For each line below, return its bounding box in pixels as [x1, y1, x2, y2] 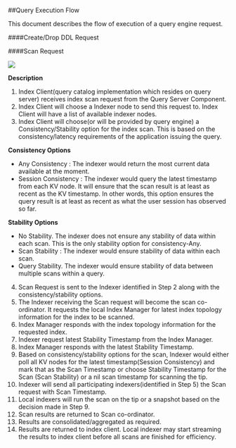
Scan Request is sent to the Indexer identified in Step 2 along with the [18, 283, 220, 291]
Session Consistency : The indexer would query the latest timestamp [18, 175, 217, 182]
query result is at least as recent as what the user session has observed [18, 197, 227, 205]
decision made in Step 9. [18, 403, 91, 411]
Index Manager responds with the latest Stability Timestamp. [18, 343, 195, 351]
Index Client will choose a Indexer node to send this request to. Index [18, 102, 218, 111]
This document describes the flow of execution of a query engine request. [8, 20, 223, 27]
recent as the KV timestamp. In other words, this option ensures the [18, 189, 214, 198]
